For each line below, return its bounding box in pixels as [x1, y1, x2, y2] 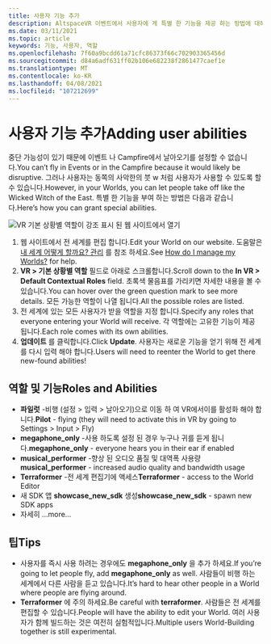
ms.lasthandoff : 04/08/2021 [8, 79, 103, 87]
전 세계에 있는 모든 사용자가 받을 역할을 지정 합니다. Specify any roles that [19, 306, 254, 316]
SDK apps [19, 500, 54, 510]
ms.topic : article [8, 34, 70, 43]
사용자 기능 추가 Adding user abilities [8, 124, 248, 142]
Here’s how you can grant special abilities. [16, 203, 157, 213]
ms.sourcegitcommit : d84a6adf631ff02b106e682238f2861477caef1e [8, 57, 226, 65]
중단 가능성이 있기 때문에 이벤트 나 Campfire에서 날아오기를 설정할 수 [8, 153, 227, 162]
